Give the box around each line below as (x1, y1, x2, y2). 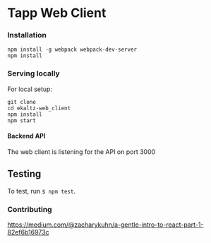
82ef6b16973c (7, 228, 49, 237)
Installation (7, 30, 47, 40)
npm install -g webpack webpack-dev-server (7, 46, 138, 54)
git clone (7, 98, 37, 105)
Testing (7, 168, 42, 180)
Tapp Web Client (7, 5, 107, 21)
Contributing (7, 204, 52, 214)
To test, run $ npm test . (7, 186, 76, 195)
